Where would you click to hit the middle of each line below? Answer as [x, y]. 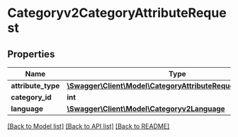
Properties [31, 54]
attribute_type [35, 86]
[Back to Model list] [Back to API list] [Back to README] [89, 126]
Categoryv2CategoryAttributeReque [117, 13]
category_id [31, 97]
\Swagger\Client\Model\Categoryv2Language [146, 109]
